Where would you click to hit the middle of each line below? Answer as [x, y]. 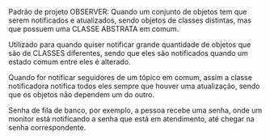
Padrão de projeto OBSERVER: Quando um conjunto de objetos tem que [128, 12]
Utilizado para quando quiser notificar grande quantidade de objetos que [130, 45]
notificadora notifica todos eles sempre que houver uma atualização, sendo [134, 86]
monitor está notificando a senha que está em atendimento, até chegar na [131, 119]
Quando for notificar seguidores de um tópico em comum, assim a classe [131, 77]
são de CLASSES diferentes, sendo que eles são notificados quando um [128, 53]
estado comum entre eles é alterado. [70, 62]
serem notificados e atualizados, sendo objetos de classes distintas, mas [130, 20]
